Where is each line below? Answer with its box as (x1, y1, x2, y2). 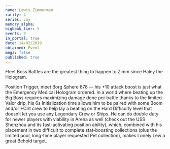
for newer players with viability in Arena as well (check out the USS (5, 116, 146, 123)
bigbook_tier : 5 (5, 26, 40, 32)
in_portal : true (5, 36, 40, 41)
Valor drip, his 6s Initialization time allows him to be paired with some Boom (5, 100, 163, 106)
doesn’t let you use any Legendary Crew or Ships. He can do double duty (5, 111, 159, 117)
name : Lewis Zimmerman (5, 7, 53, 13)
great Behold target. (5, 138, 47, 144)
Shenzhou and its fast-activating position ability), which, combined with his (5, 122, 162, 128)
